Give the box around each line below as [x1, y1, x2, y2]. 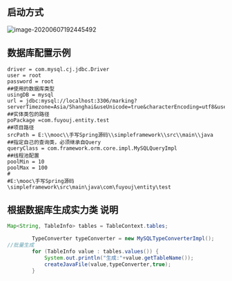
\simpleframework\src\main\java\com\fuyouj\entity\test [7, 184, 171, 191]
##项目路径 [7, 124, 35, 131]
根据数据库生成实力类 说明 [7, 204, 119, 216]
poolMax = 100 [7, 164, 48, 171]
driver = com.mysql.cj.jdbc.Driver [7, 66, 110, 72]
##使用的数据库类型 [7, 85, 55, 92]
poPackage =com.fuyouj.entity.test [7, 117, 110, 124]
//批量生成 [7, 242, 35, 249]
